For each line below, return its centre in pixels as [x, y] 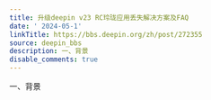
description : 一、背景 [49, 51]
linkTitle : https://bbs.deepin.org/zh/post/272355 [106, 34]
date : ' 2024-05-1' [46, 26]
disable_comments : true [54, 59]
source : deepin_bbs [46, 43]
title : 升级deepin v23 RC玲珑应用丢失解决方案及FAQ [99, 18]
